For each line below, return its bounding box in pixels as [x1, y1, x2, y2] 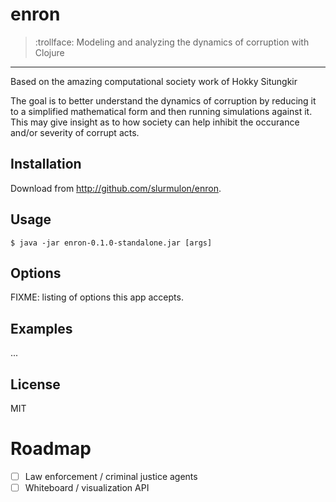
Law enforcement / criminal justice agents [24, 470, 198, 482]
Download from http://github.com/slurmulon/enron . [10, 182, 222, 194]
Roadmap [10, 438, 92, 460]
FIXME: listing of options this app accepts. [10, 291, 184, 303]
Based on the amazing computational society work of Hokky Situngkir [10, 75, 298, 87]
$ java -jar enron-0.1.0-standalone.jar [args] [10, 238, 213, 248]
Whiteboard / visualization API [24, 482, 150, 493]
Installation [10, 156, 82, 173]
